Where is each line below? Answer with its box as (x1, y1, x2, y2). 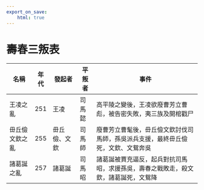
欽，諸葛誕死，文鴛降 (96, 174, 158, 182)
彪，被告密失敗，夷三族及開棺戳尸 (96, 110, 194, 118)
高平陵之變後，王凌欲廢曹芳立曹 (96, 101, 188, 109)
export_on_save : (6, 8, 47, 15)
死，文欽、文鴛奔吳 (96, 144, 152, 152)
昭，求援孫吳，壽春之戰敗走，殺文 (96, 165, 194, 173)
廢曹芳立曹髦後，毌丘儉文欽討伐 (96, 126, 188, 134)
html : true (17, 15, 45, 21)
